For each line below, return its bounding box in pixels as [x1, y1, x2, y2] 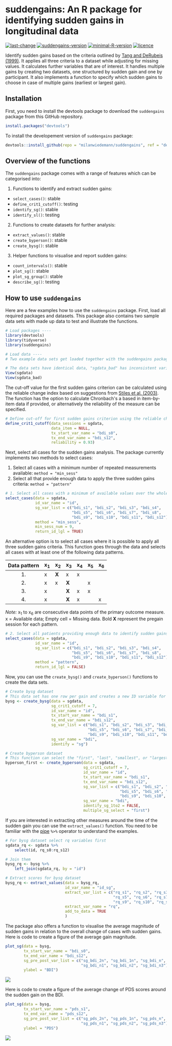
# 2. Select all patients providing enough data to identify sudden [5, 631, 155, 637]
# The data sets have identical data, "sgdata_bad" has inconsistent [5, 365, 157, 371]
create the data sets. [5, 679, 49, 685]
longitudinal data [5, 26, 79, 37]
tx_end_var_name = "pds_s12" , [24, 1011, 88, 1017]
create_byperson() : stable [12, 237, 68, 243]
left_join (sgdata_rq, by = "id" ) [14, 866, 86, 872]
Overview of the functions [5, 156, 91, 165]
